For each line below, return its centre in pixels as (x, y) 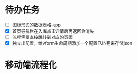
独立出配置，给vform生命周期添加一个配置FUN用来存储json (72, 43)
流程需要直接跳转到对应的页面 (42, 37)
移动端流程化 (31, 65)
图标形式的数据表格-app (37, 25)
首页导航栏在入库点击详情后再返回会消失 (53, 31)
